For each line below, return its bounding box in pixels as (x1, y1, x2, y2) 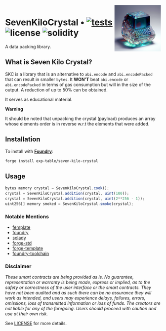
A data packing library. (5, 43, 51, 49)
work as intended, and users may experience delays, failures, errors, (5, 295, 146, 301)
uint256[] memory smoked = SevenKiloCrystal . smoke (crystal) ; (5, 201, 134, 207)
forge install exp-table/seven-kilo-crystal (5, 158, 98, 164)
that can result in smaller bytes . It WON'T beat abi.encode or (5, 76, 128, 82)
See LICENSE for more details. (5, 321, 67, 327)
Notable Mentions (5, 213, 49, 220)
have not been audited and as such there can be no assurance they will (5, 290, 152, 296)
